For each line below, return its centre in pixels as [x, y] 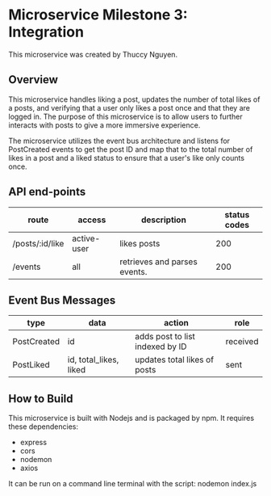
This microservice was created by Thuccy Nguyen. [93, 54]
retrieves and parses [158, 262]
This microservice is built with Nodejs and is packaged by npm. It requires [131, 418]
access [92, 220]
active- [86, 238]
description [164, 220]
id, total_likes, [93, 359]
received [242, 342]
